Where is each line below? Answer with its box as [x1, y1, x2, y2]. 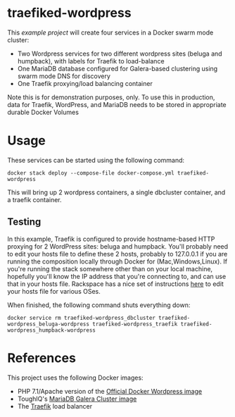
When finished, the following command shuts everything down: [7, 301, 191, 309]
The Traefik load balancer [17, 402, 93, 410]
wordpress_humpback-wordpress [7, 326, 96, 334]
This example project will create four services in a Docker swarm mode [7, 28, 214, 37]
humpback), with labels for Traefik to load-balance [17, 56, 165, 65]
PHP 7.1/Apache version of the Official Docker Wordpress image [17, 387, 203, 395]
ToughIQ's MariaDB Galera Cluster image [17, 394, 137, 403]
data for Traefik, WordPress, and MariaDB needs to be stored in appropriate [7, 100, 227, 108]
